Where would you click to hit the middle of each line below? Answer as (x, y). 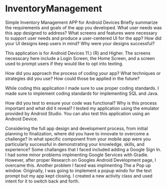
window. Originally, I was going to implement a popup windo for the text (79, 170)
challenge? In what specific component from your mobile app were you (78, 139)
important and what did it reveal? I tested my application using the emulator (82, 108)
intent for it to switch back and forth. (42, 181)
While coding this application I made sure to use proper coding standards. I (82, 88)
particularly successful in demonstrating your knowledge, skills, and (75, 144)
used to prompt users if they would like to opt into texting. (64, 63)
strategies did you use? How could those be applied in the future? (73, 78)
